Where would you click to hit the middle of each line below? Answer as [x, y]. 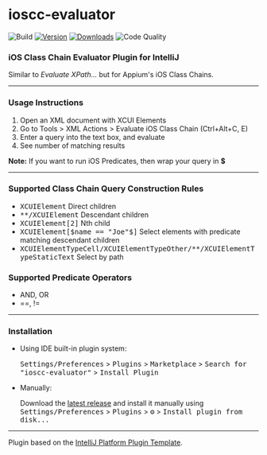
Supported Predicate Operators [70, 278]
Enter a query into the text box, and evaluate [92, 137]
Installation [31, 332]
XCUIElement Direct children [68, 206]
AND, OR [34, 295]
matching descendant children [70, 239]
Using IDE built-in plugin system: [73, 348]
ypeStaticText [47, 257]
